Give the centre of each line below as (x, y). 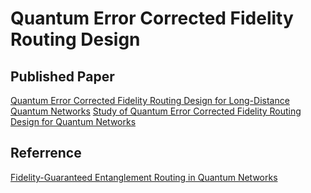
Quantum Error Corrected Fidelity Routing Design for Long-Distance (150, 100)
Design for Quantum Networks (73, 121)
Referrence (46, 153)
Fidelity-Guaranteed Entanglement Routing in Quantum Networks (144, 177)
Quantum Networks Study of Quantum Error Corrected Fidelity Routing (156, 111)
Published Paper (62, 76)
